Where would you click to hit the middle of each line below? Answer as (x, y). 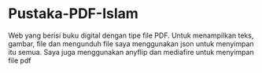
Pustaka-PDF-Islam (74, 14)
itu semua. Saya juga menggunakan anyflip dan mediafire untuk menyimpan (131, 52)
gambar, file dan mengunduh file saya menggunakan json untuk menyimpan (131, 43)
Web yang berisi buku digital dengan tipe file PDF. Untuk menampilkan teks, (131, 35)
